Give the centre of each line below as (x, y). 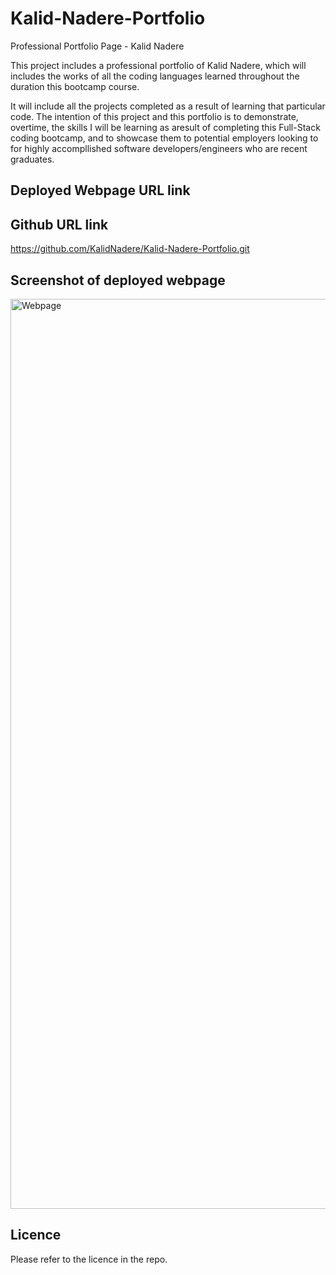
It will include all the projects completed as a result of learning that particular (168, 106)
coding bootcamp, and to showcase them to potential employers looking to (164, 138)
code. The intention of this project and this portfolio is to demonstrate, (154, 116)
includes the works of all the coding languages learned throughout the (155, 76)
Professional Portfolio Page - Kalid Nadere (97, 46)
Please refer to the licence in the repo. (89, 1259)
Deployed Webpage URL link (100, 190)
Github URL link (59, 224)
